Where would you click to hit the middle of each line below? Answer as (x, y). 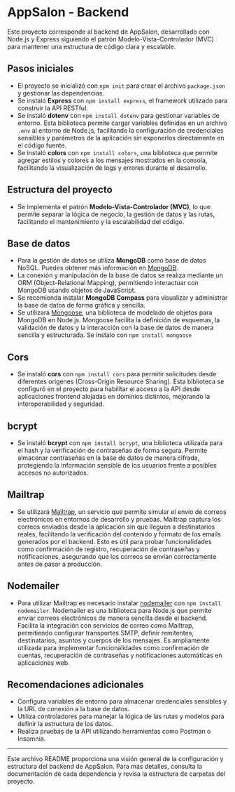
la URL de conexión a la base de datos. (73, 709)
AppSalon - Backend (68, 12)
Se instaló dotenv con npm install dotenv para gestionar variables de (119, 115)
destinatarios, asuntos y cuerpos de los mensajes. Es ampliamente (113, 640)
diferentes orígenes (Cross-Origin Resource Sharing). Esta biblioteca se (121, 382)
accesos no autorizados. (53, 473)
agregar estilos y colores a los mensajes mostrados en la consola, (112, 160)
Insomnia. (31, 739)
